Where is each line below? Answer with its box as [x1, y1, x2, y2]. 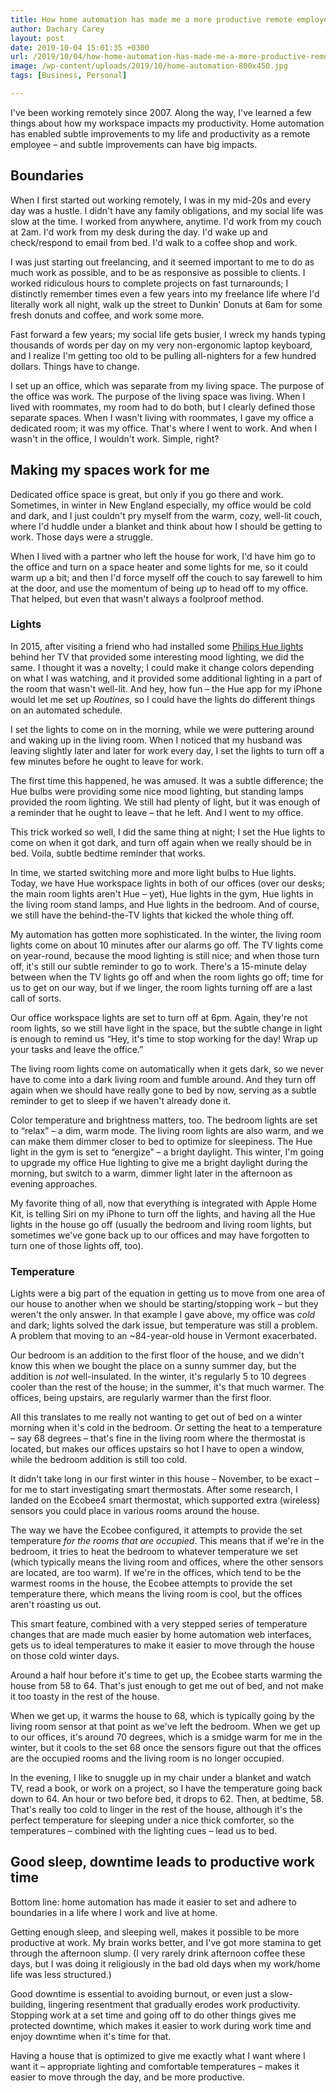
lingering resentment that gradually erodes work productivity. [48, 1998, 301, 2010]
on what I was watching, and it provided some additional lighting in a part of [10, 672, 323, 684]
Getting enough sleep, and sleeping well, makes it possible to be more [10, 1926, 300, 1938]
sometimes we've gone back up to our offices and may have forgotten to [10, 1229, 310, 1241]
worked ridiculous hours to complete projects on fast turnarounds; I [10, 277, 289, 289]
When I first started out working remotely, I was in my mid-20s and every [10, 194, 312, 206]
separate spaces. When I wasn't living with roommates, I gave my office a [10, 411, 314, 423]
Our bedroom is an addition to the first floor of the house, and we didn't [10, 1349, 305, 1361]
